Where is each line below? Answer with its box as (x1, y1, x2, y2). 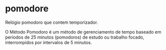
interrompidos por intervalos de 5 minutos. (5, 39, 92, 45)
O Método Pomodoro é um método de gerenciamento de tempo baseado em (5, 29, 162, 35)
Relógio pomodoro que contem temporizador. (5, 19, 98, 25)
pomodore (5, 3, 49, 14)
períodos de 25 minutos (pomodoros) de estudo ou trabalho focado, (5, 34, 145, 40)
